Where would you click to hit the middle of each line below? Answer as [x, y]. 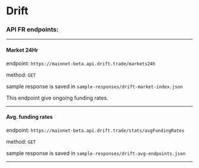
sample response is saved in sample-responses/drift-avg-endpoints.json [96, 153]
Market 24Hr [22, 50]
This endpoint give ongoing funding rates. [57, 98]
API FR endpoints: [33, 30]
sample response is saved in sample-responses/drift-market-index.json [94, 86]
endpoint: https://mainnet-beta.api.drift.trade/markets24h [81, 63]
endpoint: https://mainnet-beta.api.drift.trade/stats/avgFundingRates [95, 130]
